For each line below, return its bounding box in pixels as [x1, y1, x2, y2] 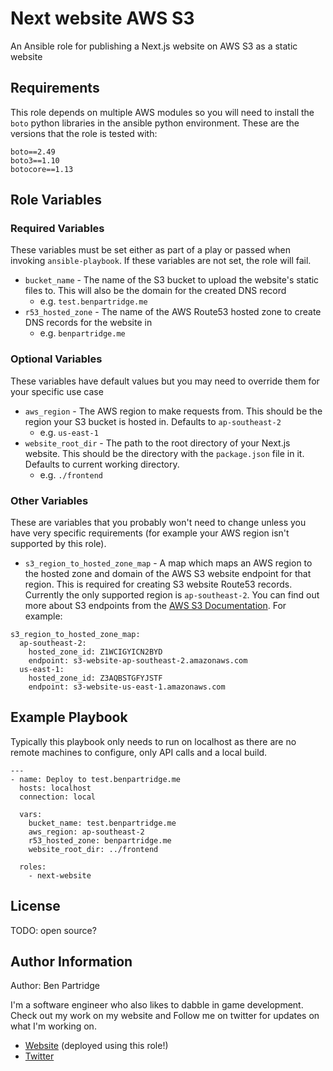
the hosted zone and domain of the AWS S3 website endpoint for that [24, 568, 312, 580]
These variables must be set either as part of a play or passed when [10, 244, 292, 256]
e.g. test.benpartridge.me [39, 295, 148, 307]
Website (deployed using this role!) [24, 1040, 169, 1052]
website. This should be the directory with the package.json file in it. [24, 447, 305, 459]
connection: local [19, 792, 97, 802]
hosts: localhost [19, 783, 92, 793]
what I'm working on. [10, 1020, 97, 1032]
